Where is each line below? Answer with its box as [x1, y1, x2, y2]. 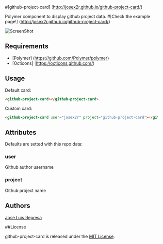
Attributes [5, 128, 36, 137]
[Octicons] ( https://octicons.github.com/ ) [12, 60, 95, 66]
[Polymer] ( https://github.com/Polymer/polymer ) [12, 55, 109, 61]
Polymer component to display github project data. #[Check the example [5, 14, 150, 19]
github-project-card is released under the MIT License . [5, 233, 115, 239]
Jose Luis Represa [5, 214, 42, 220]
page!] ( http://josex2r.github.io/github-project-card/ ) [5, 19, 111, 24]
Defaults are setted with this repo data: [5, 141, 83, 147]
